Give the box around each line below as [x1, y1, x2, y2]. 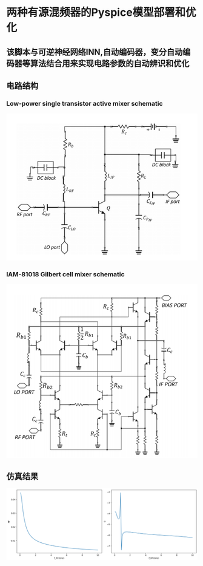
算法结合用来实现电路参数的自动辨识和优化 [30, 58, 190, 69]
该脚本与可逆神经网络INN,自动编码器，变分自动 [6, 47, 183, 57]
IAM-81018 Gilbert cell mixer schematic [6, 270, 125, 278]
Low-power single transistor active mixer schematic [6, 99, 163, 107]
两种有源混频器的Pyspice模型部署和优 [6, 5, 197, 19]
